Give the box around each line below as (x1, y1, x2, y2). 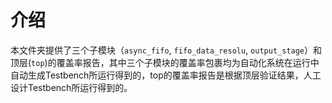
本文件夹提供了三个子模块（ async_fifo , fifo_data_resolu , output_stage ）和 (10, 44, 323, 56)
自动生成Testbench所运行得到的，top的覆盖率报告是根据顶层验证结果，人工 (10, 69, 322, 81)
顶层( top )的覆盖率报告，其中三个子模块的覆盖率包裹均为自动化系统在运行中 (10, 56, 320, 68)
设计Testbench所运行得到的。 (10, 81, 133, 93)
